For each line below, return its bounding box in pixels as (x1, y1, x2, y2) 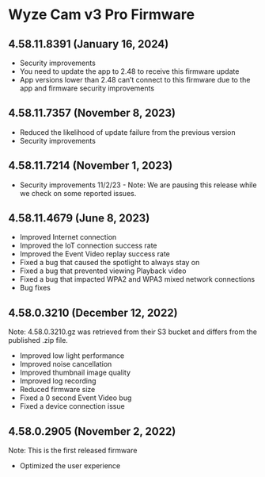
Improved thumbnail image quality (19, 367, 131, 378)
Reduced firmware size (19, 385, 96, 394)
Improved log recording (19, 376, 97, 386)
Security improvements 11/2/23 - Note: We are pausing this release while (19, 180, 257, 190)
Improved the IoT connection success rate (19, 240, 157, 251)
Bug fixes (19, 283, 51, 293)
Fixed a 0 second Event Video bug (19, 393, 132, 402)
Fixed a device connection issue (19, 402, 125, 411)
